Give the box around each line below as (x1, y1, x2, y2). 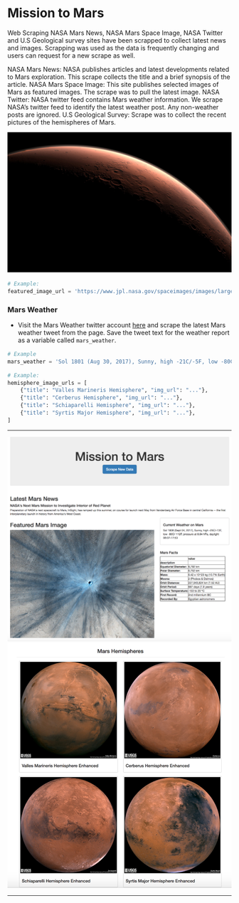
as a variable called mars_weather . (17, 336, 117, 344)
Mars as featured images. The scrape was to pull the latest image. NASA (7, 88, 220, 96)
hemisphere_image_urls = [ (7, 379, 87, 386)
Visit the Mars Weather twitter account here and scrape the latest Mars (17, 320, 226, 329)
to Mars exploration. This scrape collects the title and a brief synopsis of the (7, 73, 231, 81)
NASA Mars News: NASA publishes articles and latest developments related (7, 65, 230, 73)
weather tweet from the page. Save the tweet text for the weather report (17, 328, 230, 337)
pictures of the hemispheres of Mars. (7, 117, 116, 126)
